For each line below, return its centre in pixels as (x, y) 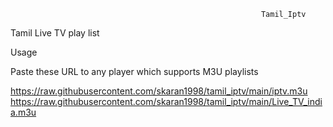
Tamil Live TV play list (55, 33)
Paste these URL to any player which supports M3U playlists (134, 71)
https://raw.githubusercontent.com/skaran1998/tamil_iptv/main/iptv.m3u (159, 91)
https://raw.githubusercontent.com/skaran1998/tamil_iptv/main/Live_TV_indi (166, 101)
